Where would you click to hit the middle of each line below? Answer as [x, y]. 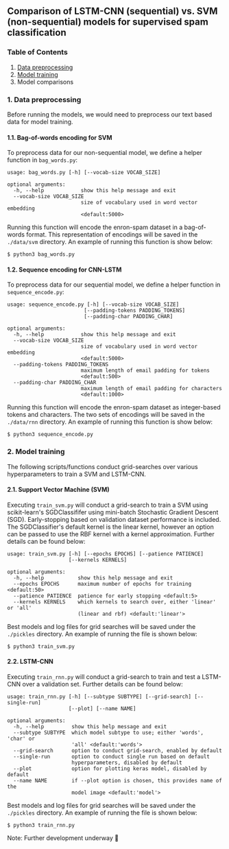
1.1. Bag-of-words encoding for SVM [60, 137]
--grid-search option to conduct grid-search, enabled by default [118, 751]
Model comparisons [45, 82]
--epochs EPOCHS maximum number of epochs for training [103, 584]
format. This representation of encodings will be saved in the [112, 235]
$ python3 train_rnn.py [41, 826]
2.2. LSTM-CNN [30, 662]
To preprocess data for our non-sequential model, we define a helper [105, 153]
